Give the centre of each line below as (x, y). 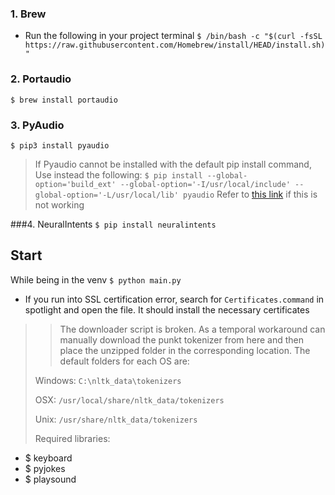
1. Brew (28, 14)
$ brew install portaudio (64, 100)
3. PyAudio (37, 125)
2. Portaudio (41, 79)
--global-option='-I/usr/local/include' (205, 184)
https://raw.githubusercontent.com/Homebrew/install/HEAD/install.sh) (175, 45)
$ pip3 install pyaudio (60, 145)
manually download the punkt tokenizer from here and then (182, 339)
